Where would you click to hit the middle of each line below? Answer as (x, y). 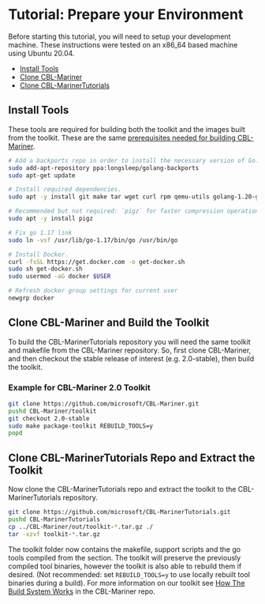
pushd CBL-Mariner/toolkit (52, 411)
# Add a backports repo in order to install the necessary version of (127, 160)
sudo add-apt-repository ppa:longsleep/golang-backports (104, 168)
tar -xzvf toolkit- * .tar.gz (54, 534)
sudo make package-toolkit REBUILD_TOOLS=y (81, 426)
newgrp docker (32, 298)
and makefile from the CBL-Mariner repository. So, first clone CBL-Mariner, (130, 350)
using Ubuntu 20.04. (41, 53)
